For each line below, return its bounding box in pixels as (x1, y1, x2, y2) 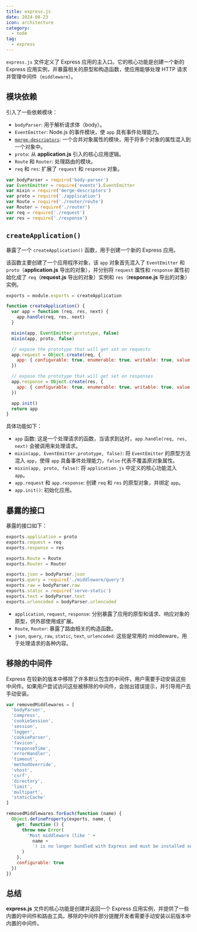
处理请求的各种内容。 (19, 639, 72, 647)
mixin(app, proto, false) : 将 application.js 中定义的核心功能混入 (14, 465, 177, 472)
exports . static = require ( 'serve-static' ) (6, 588, 111, 594)
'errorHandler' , (11, 751, 51, 757)
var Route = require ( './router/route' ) (6, 199, 104, 205)
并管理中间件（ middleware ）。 (6, 73, 76, 80)
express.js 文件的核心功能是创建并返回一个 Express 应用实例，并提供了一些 (6, 905, 189, 912)
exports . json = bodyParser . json (6, 572, 85, 577)
